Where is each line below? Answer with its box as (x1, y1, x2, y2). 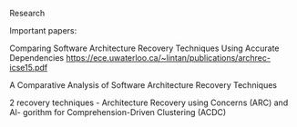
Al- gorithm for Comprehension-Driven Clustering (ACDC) (9, 107, 227, 117)
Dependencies (9, 53, 65, 63)
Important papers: (9, 25, 77, 35)
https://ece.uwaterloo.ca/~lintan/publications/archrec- (66, 53, 271, 63)
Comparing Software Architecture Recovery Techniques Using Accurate (9, 43, 280, 54)
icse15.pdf (9, 63, 48, 73)
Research (9, 8, 46, 18)
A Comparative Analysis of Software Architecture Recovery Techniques (9, 80, 278, 90)
